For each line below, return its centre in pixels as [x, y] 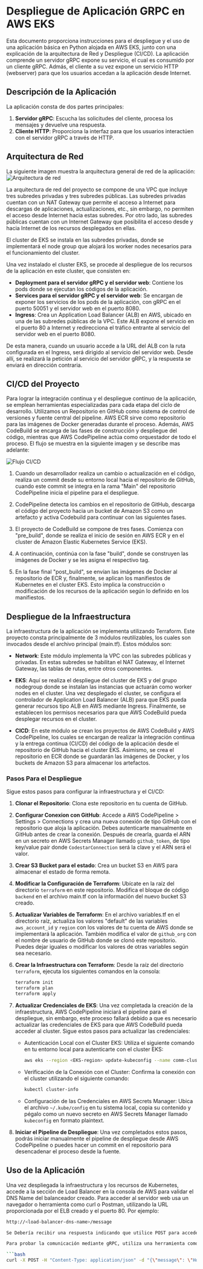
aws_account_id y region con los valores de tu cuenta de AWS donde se [104, 928]
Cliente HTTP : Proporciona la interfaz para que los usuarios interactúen [105, 131]
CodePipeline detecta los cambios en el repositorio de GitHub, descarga [105, 504]
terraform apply [35, 994]
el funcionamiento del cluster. [43, 252]
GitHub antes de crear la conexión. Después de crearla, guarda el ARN [103, 834]
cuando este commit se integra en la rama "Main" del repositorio [95, 486]
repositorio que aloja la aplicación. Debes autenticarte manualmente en [103, 828]
